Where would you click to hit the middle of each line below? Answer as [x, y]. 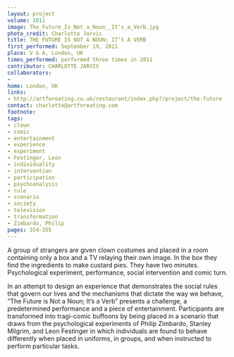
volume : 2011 [26, 20]
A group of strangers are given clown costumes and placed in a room [108, 250]
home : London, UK [33, 86]
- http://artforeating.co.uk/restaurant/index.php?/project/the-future [115, 99]
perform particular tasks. [43, 346]
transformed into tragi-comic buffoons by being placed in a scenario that [113, 316]
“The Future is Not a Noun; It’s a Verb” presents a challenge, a [97, 301]
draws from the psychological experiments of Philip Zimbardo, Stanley [109, 323]
